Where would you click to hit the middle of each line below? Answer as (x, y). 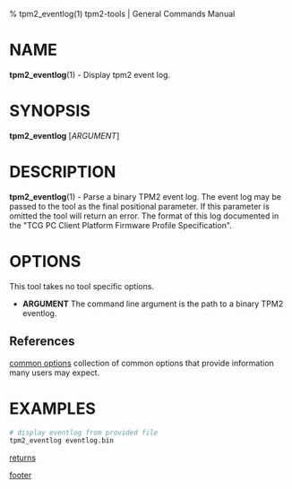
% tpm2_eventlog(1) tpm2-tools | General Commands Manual (122, 14)
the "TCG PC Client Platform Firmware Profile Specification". (121, 225)
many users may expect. (55, 373)
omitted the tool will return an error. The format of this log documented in (144, 216)
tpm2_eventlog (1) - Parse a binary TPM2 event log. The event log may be (146, 196)
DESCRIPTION (63, 172)
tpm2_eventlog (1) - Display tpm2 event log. (90, 74)
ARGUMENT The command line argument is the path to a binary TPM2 (153, 304)
